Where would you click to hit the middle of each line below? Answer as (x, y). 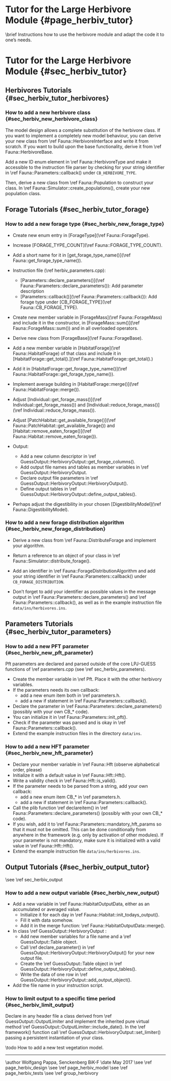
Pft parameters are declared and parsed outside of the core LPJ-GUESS (81, 664)
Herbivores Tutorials (39, 90)
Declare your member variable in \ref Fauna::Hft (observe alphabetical (86, 764)
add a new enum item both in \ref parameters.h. (70, 695)
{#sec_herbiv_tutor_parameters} (59, 632)
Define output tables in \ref (49, 488)
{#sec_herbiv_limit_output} (40, 1005)
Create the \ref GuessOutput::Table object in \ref (71, 964)
